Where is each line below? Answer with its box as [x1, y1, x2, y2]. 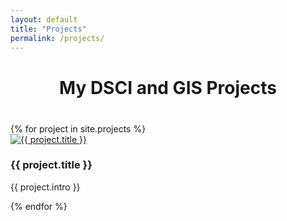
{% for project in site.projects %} [10, 122, 147, 135]
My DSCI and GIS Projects [59, 76, 277, 99]
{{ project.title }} [10, 158, 93, 172]
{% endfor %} [10, 200, 68, 212]
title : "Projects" [10, 24, 87, 34]
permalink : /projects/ [10, 33, 105, 43]
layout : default [10, 14, 78, 25]
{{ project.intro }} [10, 181, 81, 193]
